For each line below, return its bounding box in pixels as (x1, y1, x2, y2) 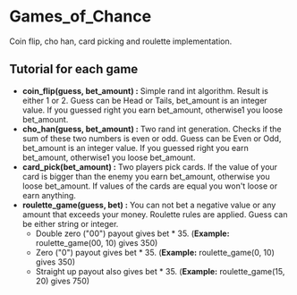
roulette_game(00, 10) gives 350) (35, 237, 158, 248)
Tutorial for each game (9, 62, 139, 77)
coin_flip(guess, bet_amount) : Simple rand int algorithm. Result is (21, 85, 268, 96)
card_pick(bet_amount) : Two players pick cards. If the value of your (21, 161, 278, 172)
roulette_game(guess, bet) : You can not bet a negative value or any (21, 199, 276, 210)
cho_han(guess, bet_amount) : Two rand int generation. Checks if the (21, 123, 282, 134)
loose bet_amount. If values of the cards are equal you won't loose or (21, 181, 278, 191)
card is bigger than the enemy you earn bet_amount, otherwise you (21, 171, 270, 181)
